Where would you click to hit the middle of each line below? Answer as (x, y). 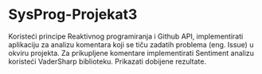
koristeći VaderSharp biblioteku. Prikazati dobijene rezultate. (108, 61)
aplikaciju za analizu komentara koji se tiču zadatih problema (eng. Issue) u (131, 44)
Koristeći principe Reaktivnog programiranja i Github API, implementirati (126, 36)
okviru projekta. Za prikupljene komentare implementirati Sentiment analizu (131, 53)
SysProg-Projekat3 (73, 15)
